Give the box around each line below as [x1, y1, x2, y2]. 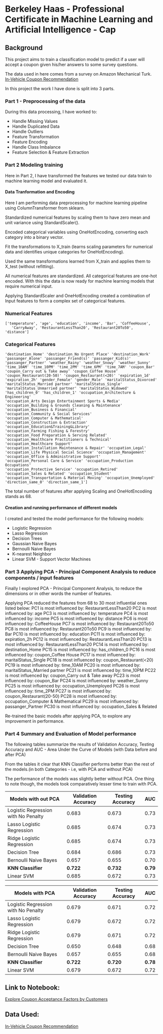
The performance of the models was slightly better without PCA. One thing [5, 776, 154, 782]
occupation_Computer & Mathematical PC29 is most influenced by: [5, 698, 139, 704]
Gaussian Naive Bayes [12, 540, 57, 546]
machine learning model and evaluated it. [5, 178, 88, 184]
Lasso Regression [12, 530, 48, 536]
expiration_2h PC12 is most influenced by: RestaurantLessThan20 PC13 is [5, 636, 152, 642]
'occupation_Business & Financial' [5, 407, 77, 412]
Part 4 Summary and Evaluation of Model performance [5, 730, 137, 737]
